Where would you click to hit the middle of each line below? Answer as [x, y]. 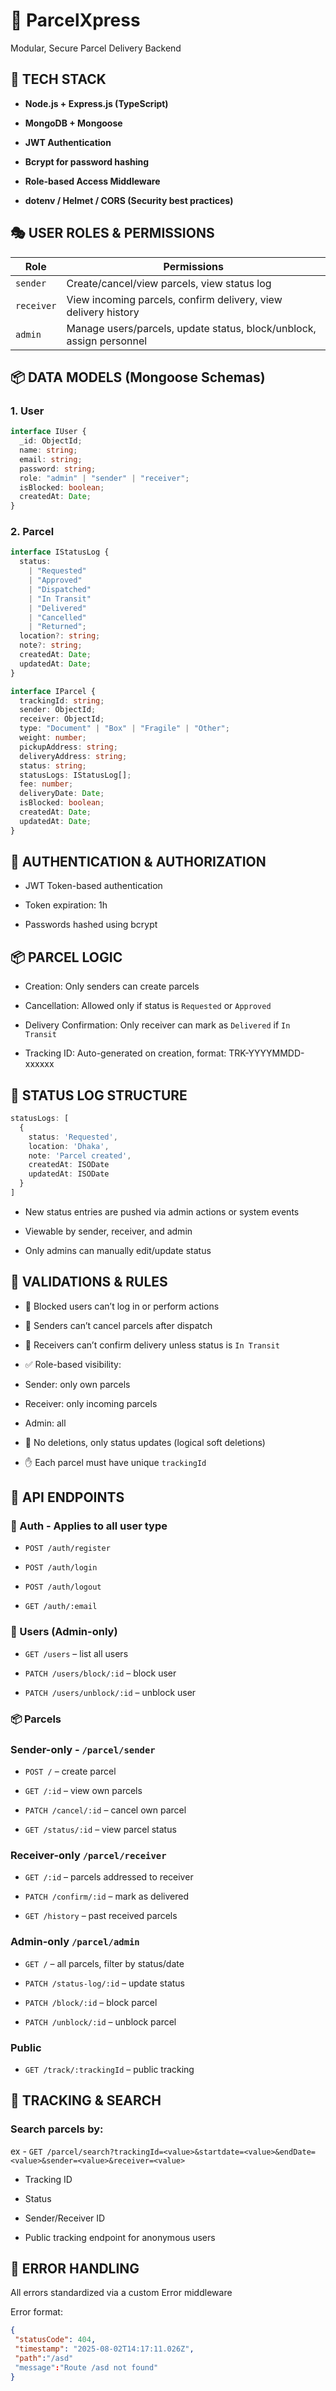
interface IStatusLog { [60, 552]
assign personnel [107, 341]
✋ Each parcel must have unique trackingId [115, 1462]
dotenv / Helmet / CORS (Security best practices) [129, 200]
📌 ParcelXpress [75, 20]
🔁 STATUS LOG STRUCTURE [99, 1095]
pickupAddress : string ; [68, 747]
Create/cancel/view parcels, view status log [169, 283]
